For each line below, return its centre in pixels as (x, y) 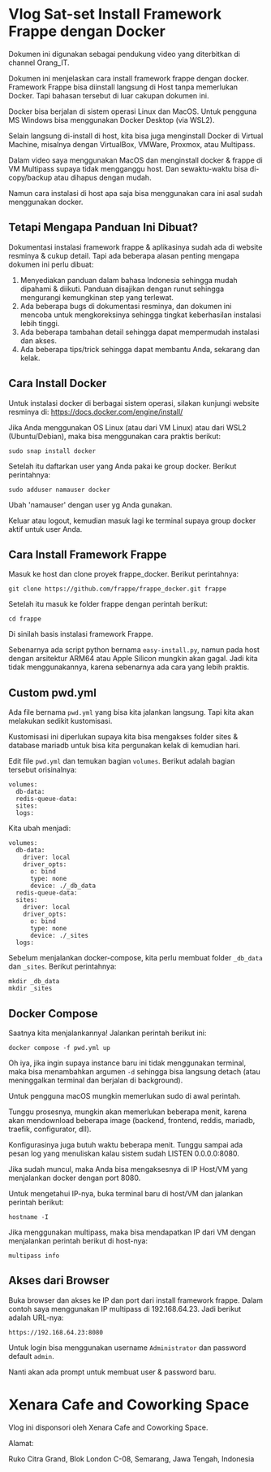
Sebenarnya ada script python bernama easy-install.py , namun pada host (134, 650)
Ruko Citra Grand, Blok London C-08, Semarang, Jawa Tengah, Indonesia (131, 1459)
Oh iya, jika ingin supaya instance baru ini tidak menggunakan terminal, (127, 1063)
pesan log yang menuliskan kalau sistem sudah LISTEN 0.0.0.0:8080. (124, 1153)
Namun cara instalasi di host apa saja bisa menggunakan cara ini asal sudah (136, 193)
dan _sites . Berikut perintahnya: (62, 967)
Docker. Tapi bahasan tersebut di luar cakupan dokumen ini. (109, 95)
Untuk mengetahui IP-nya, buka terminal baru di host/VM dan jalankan (126, 1193)
